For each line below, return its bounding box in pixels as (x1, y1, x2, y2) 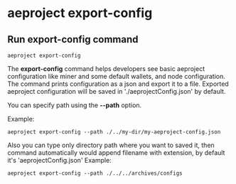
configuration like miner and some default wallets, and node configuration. (7, 72, 226, 80)
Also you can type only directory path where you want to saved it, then (7, 141, 215, 149)
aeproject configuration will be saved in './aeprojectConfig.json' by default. (7, 87, 226, 95)
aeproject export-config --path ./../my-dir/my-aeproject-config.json (7, 129, 221, 136)
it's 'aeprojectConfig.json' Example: (7, 156, 112, 164)
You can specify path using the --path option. (7, 101, 142, 109)
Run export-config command (7, 33, 139, 45)
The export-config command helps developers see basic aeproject (7, 65, 205, 72)
